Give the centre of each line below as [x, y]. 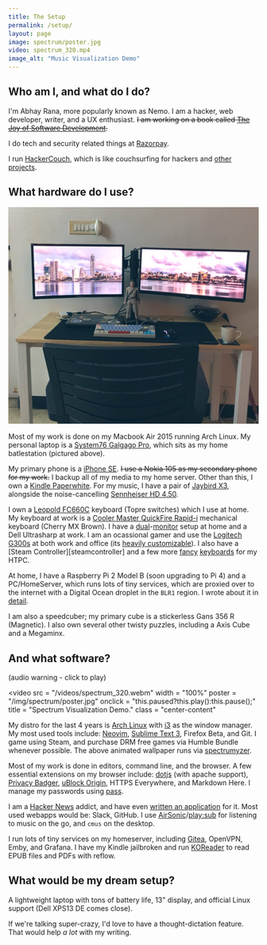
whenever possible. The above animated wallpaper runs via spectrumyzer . [130, 750]
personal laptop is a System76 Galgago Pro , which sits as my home [118, 445]
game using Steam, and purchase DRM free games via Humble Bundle [123, 742]
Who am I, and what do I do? [79, 92]
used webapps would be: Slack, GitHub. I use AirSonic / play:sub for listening [133, 815]
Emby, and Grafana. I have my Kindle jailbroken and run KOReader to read [129, 847]
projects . [23, 167]
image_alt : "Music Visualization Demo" [74, 59]
